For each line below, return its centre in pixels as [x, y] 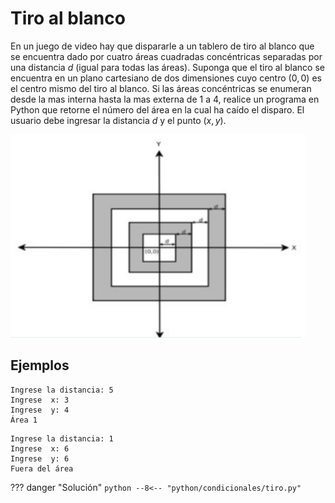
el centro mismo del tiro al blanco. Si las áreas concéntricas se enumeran [161, 88]
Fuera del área [42, 468]
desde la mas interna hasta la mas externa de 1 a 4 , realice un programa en [165, 99]
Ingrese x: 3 [40, 400]
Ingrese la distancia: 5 [62, 390]
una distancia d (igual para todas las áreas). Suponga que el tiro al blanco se [167, 67]
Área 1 [24, 420]
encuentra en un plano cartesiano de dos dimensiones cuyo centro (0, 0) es [166, 78]
